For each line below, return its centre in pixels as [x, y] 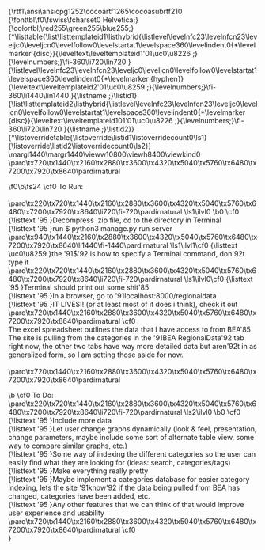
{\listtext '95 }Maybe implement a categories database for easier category [129, 479]
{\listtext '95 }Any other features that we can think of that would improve [126, 504]
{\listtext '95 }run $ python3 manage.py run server [90, 228]
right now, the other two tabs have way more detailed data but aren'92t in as [132, 346]
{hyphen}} [167, 79]
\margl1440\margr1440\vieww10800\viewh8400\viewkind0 [104, 154]
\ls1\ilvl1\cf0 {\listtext [204, 245]
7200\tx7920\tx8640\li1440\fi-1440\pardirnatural [88, 245]
